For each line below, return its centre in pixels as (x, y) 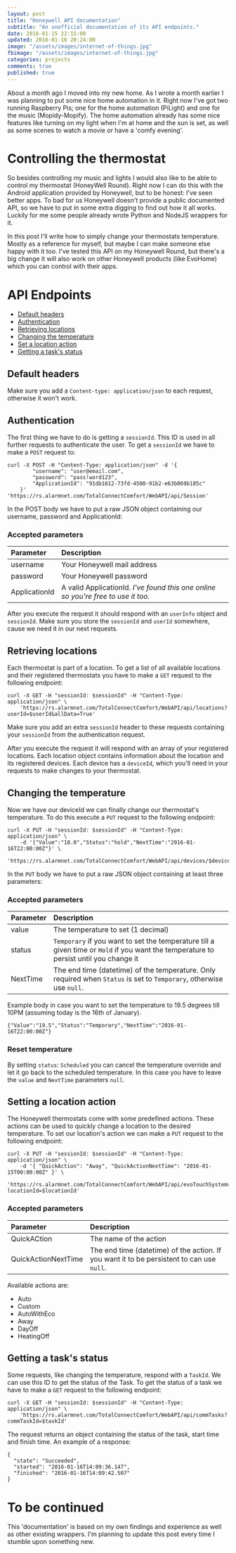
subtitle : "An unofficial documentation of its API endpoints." (103, 27)
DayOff (28, 1329)
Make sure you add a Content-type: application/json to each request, (110, 391)
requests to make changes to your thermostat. (74, 771)
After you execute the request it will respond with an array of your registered (118, 748)
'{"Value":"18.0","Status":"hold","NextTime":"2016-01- (113, 842)
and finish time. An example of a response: (69, 1442)
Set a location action (47, 344)
